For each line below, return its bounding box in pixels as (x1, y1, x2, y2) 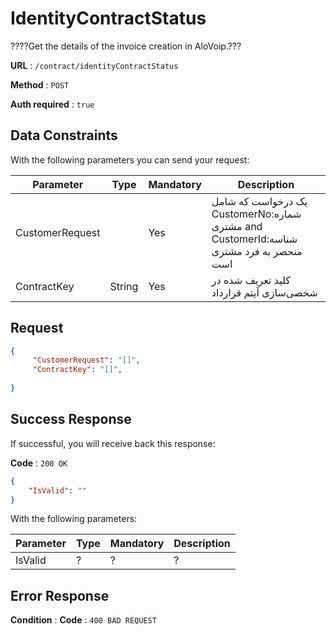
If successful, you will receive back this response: (10, 437, 216, 449)
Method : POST (10, 78, 70, 91)
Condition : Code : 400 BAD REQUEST (10, 614, 157, 626)
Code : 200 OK (10, 457, 68, 469)
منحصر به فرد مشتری (211, 244, 303, 258)
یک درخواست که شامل (211, 194, 308, 208)
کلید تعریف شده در (211, 273, 291, 287)
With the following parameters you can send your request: (10, 153, 250, 166)
